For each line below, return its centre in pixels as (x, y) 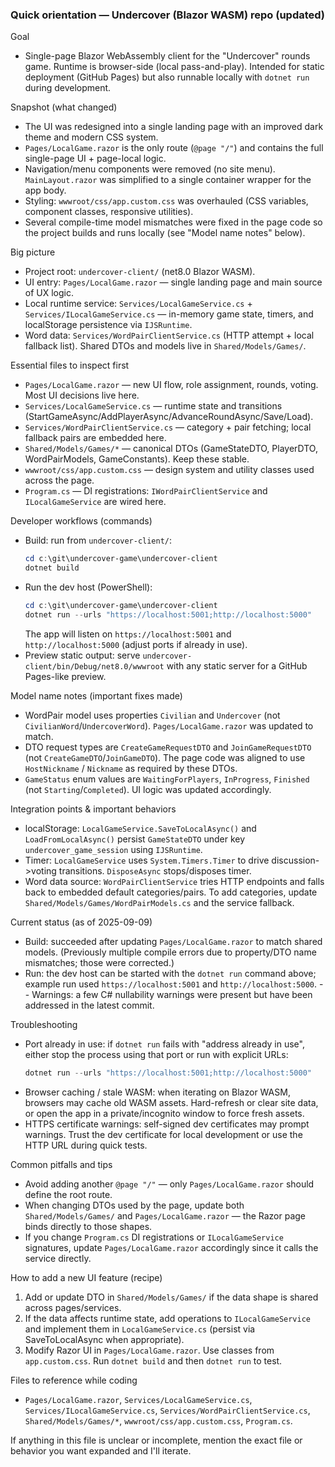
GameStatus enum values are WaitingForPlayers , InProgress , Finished (167, 779)
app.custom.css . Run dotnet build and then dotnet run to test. (153, 1360)
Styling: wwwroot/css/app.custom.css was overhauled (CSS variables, (166, 201)
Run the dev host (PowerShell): (88, 587)
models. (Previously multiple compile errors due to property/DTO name (170, 952)
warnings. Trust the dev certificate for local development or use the (163, 1134)
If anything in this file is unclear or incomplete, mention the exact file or (156, 1440)
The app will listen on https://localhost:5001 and (128, 634)
